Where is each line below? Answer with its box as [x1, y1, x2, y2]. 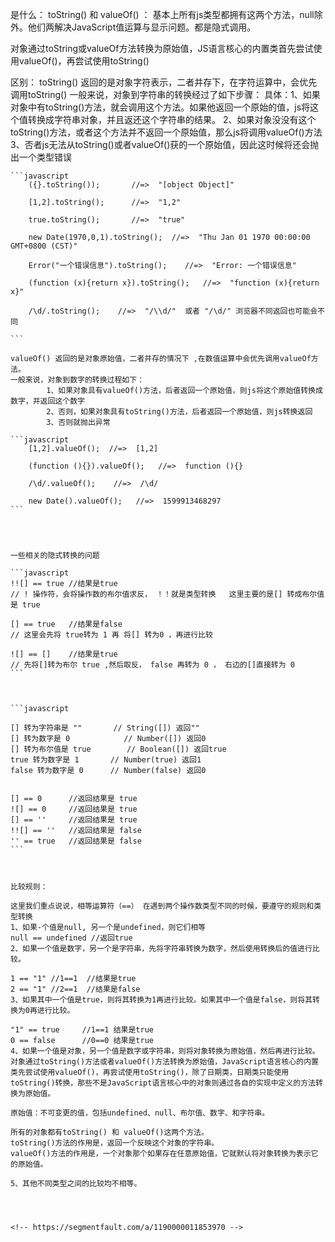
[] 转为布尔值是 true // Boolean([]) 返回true [10, 744, 227, 754]
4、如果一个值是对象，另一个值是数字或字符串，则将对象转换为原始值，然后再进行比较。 [10, 1046, 320, 1056]
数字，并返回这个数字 [10, 396, 85, 406]
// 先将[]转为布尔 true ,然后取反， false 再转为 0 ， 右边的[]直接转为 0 [10, 660, 295, 670]
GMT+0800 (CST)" [10, 241, 78, 251]
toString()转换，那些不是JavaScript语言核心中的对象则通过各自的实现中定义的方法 [10, 1078, 317, 1088]
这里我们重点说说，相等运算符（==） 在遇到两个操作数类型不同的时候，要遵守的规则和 [10, 901, 315, 911]
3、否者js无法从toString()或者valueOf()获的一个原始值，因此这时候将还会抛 [10, 139, 320, 150]
